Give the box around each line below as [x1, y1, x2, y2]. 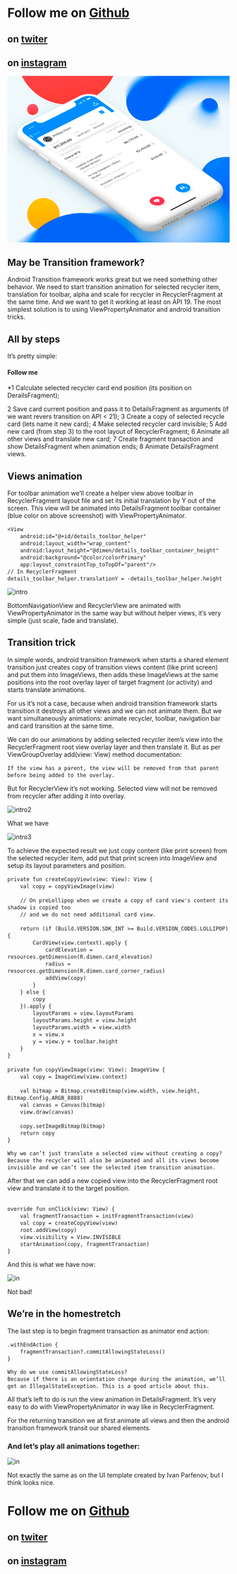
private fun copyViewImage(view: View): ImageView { [7, 1066, 166, 1073]
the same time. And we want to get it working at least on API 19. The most [7, 298, 221, 306]
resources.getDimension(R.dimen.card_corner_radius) [7, 968, 166, 975]
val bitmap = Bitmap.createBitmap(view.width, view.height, [20, 1087, 200, 1094]
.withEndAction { [7, 1341, 59, 1348]
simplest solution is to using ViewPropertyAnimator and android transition [7, 305, 221, 314]
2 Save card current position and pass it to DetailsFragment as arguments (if [7, 405, 229, 413]
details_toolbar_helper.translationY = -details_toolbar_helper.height [7, 575, 222, 582]
